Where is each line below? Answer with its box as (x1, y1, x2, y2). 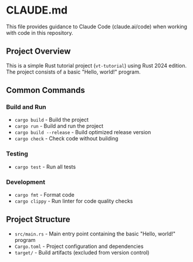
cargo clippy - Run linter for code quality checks (14, 198, 133, 205)
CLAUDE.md (6, 4, 68, 17)
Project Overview (6, 47, 71, 57)
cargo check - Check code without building (14, 135, 118, 142)
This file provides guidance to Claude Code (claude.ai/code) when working (6, 23, 188, 30)
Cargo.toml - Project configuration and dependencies (14, 243, 144, 250)
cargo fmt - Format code (14, 191, 75, 198)
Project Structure (6, 214, 70, 224)
